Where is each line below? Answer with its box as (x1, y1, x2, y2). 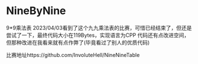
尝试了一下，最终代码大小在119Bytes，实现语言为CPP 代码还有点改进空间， (6, 31, 190, 39)
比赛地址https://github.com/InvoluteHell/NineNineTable (6, 51, 140, 58)
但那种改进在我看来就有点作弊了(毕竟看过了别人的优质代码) (6, 39, 150, 46)
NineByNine (6, 4, 66, 18)
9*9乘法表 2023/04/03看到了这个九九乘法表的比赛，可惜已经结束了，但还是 (6, 24, 192, 31)
